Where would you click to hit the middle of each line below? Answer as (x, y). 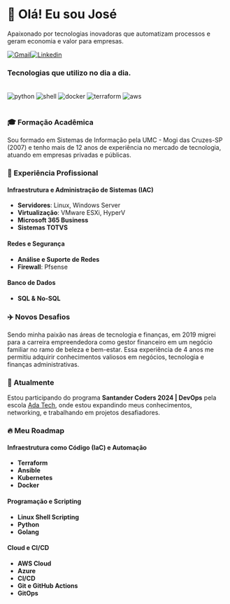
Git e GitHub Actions (48, 585)
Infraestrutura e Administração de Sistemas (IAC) (80, 190)
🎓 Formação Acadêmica (50, 122)
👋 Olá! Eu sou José (62, 14)
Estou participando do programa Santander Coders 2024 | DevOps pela (112, 398)
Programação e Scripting (44, 501)
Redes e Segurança (36, 244)
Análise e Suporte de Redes (58, 259)
